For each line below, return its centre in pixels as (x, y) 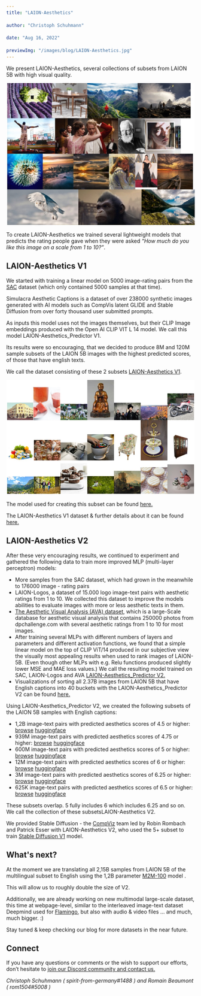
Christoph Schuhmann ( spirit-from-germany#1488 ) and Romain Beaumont (100, 981)
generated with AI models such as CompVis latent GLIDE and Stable (90, 305)
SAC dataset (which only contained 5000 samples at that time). (84, 287)
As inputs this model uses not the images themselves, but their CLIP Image (98, 323)
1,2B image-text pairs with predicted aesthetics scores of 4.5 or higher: (102, 723)
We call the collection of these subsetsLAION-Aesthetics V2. (81, 812)
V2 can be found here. (42, 694)
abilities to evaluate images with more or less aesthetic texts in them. (100, 605)
